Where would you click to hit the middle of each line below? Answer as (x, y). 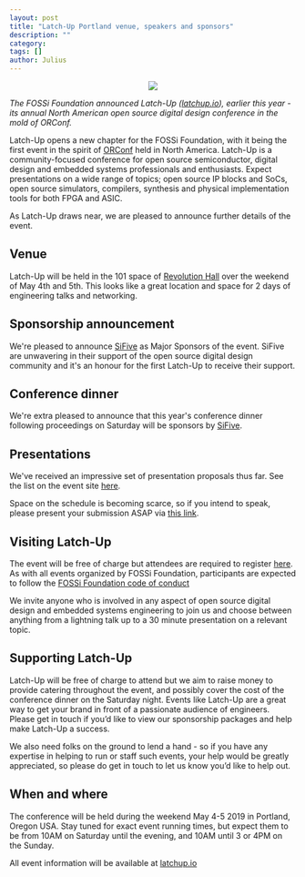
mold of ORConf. (41, 122)
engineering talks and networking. (74, 295)
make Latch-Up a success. (60, 729)
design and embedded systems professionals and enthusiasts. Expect (141, 169)
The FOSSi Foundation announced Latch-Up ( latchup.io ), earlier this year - (150, 103)
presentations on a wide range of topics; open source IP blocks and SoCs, (149, 179)
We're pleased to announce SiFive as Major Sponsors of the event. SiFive (147, 346)
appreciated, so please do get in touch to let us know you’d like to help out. (150, 765)
